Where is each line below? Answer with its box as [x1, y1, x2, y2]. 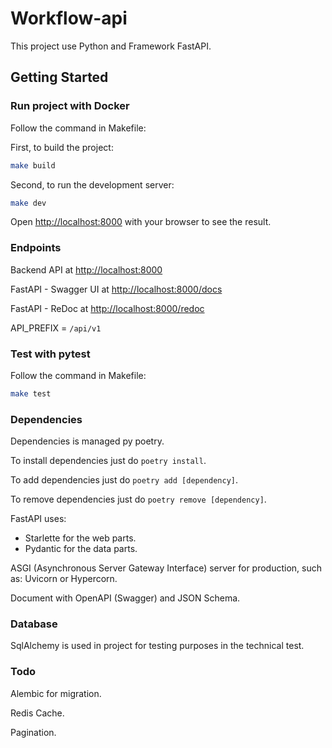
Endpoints [10, 241, 62, 255]
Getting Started [10, 69, 109, 86]
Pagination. [10, 726, 57, 738]
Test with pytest [10, 347, 91, 361]
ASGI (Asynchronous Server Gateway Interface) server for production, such [10, 562, 323, 574]
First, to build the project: [10, 141, 114, 153]
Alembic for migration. [10, 687, 102, 699]
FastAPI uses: [10, 513, 67, 525]
